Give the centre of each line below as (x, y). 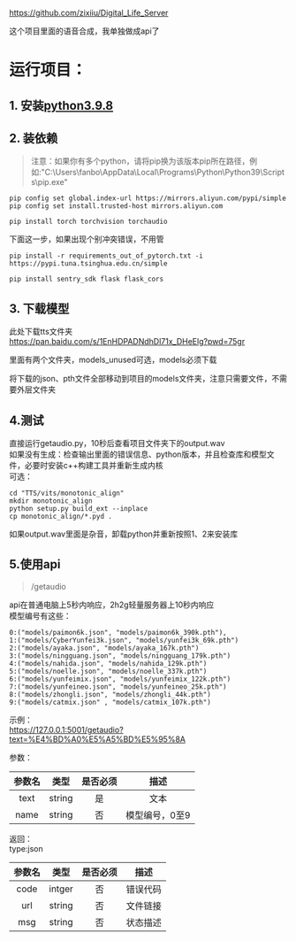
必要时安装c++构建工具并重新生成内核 (94, 466)
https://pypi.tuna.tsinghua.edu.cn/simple (88, 264)
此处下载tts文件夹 (41, 332)
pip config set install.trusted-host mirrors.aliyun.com (116, 206)
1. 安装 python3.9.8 (61, 105)
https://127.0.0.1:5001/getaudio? (66, 729)
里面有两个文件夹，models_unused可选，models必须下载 (113, 360)
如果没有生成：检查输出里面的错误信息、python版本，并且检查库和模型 (138, 454)
